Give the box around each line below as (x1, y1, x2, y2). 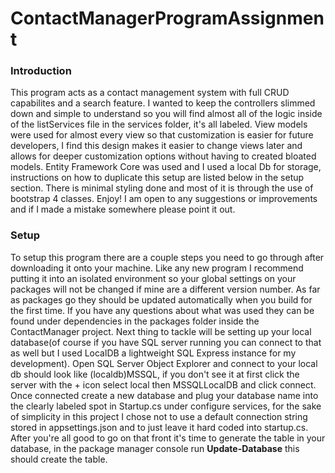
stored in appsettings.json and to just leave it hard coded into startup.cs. (10, 421, 309, 433)
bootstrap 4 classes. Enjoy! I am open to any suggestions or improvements (10, 193, 318, 205)
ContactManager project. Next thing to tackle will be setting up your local (10, 325, 312, 337)
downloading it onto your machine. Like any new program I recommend (10, 262, 304, 274)
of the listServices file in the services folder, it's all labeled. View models (10, 118, 308, 131)
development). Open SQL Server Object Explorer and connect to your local (10, 357, 318, 369)
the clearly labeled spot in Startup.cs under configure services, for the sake (10, 400, 322, 412)
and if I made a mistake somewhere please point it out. (10, 203, 236, 216)
